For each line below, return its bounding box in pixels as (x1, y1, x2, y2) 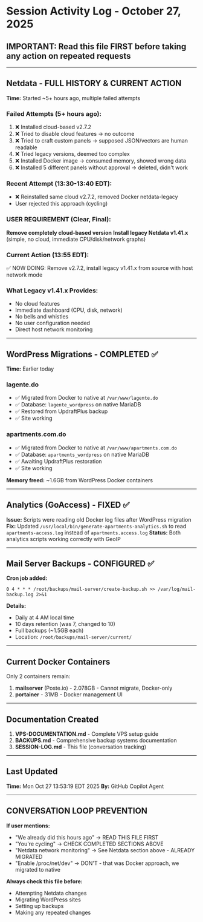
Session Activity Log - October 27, (6, 4, 181, 18)
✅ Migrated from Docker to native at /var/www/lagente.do (14, 394, 158, 402)
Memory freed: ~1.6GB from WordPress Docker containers (6, 476, 153, 483)
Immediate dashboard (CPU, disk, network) (14, 306, 123, 314)
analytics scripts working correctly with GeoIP (6, 535, 121, 542)
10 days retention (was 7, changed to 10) (14, 621, 116, 628)
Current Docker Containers (6, 656, 111, 667)
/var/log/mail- (157, 587, 196, 593)
